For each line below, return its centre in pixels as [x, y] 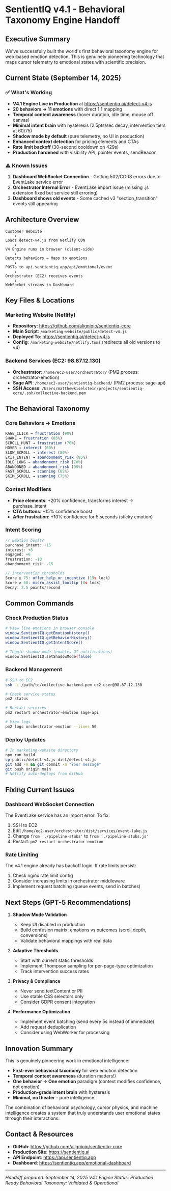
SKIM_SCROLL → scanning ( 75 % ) [37, 476]
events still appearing [35, 203]
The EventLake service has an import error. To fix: [58, 815]
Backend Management [34, 670]
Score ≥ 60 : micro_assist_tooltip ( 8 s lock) [53, 583]
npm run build [20, 755]
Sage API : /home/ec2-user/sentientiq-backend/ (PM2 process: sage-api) [89, 382]
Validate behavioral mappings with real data [66, 941]
